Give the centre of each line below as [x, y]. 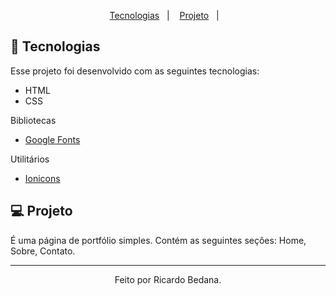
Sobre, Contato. [43, 251]
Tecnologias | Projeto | [164, 15]
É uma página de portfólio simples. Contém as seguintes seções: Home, [158, 240]
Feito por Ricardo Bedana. [168, 279]
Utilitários [30, 159]
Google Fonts [52, 139]
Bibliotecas [33, 120]
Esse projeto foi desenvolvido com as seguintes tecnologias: [135, 71]
